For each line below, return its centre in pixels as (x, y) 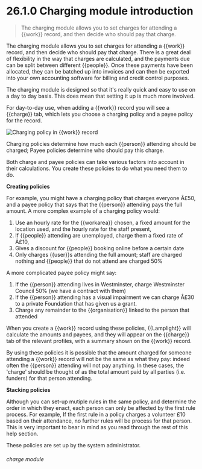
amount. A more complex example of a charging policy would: (83, 211)
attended (26, 316)
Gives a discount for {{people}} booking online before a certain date (99, 248)
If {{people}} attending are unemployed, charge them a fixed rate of (99, 235)
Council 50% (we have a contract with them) (71, 291)
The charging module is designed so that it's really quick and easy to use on (101, 89)
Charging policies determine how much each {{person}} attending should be (101, 143)
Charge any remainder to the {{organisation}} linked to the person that (102, 310)
